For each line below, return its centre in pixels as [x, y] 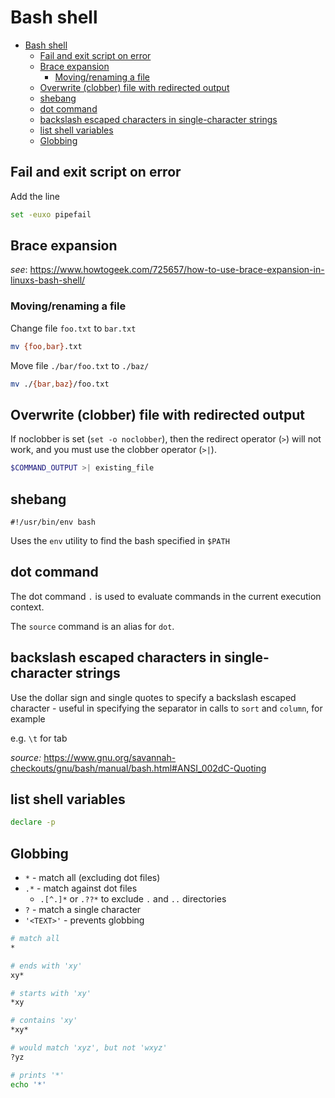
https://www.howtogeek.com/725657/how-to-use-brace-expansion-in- [177, 270]
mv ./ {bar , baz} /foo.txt [60, 384]
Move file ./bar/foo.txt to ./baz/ [80, 365]
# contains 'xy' [44, 1021]
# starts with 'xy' [51, 993]
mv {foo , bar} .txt [46, 346]
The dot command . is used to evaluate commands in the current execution [166, 596]
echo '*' [28, 1084]
